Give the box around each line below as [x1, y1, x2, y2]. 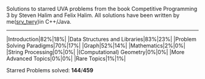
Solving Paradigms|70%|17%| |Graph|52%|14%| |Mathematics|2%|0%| [6, 42, 186, 49]
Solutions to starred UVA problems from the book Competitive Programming [6, 5, 198, 12]
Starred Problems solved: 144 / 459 [6, 67, 93, 74]
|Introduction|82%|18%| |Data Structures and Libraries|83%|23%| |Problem [6, 36, 197, 43]
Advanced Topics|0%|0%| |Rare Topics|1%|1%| [6, 55, 126, 62]
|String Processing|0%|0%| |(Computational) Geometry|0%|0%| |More [6, 49, 185, 55]
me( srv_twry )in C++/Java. [6, 18, 72, 25]
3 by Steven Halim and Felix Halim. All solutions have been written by [6, 12, 180, 19]
